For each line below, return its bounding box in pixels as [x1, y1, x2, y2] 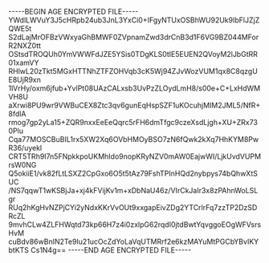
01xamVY [8, 58, 39, 67]
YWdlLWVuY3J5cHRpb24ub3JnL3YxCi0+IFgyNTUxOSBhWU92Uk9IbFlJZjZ [8, 15, 260, 25]
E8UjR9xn [8, 75, 42, 84]
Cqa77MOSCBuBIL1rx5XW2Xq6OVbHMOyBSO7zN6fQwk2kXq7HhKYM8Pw [8, 135, 259, 144]
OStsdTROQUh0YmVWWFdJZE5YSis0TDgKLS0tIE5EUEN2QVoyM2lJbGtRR [8, 50, 259, 59]
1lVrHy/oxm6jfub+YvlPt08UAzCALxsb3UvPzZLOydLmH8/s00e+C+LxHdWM [8, 83, 261, 93]
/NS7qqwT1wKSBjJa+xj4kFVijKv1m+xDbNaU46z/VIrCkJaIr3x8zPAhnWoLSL [8, 186, 259, 195]
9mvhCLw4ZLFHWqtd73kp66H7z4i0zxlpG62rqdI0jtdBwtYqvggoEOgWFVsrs [8, 220, 262, 229]
